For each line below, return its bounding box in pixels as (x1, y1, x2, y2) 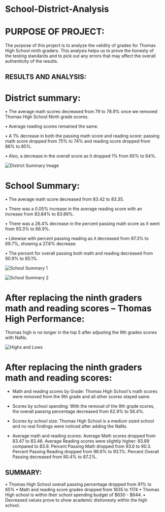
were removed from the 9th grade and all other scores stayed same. (12, 394, 151, 400)
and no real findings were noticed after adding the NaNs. (12, 424, 128, 429)
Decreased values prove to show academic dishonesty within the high (5, 497, 148, 503)
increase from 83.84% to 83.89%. (5, 211, 74, 217)
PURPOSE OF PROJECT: (5, 26, 105, 38)
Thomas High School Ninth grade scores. (5, 114, 89, 120)
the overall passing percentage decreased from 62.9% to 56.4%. (12, 409, 144, 415)
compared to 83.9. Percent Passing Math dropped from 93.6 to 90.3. (12, 443, 152, 449)
